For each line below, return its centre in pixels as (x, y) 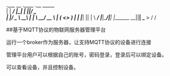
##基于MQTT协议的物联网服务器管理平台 (56, 29)
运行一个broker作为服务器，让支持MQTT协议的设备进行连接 (79, 42)
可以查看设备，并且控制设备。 (42, 67)
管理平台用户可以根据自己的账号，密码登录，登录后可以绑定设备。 (86, 54)
